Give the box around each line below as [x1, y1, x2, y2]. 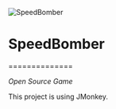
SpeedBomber [8, 36, 105, 53]
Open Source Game [8, 76, 73, 86]
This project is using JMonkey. [8, 92, 109, 101]
